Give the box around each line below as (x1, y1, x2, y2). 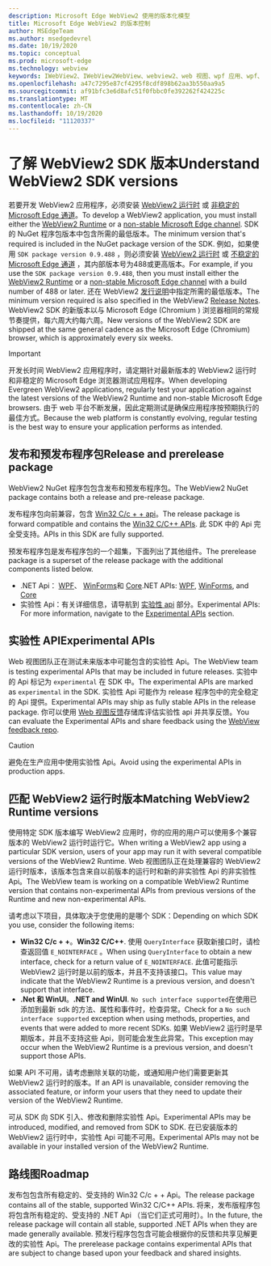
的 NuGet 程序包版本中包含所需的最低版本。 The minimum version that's (8, 228, 246, 239)
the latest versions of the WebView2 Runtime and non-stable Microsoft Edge (8, 393, 263, 403)
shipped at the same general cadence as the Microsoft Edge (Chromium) (8, 324, 251, 334)
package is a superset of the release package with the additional (8, 555, 223, 565)
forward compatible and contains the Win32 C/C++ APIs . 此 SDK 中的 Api (8, 519, 252, 528)
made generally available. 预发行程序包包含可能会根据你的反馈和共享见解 (8, 1229, 251, 1238)
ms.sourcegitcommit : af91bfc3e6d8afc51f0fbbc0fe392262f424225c (8, 87, 226, 95)
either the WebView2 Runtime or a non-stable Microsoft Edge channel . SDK (8, 219, 260, 229)
